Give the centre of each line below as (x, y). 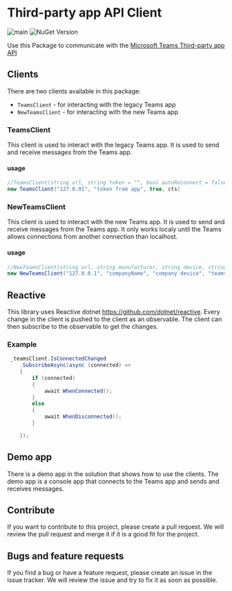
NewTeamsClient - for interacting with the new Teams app (97, 111)
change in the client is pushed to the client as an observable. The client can (115, 319)
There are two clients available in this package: (74, 91)
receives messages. (36, 489)
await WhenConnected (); (78, 391)
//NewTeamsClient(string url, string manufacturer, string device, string (117, 267)
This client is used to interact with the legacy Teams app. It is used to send (113, 145)
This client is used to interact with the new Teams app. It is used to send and (116, 222)
